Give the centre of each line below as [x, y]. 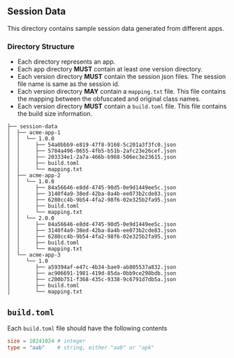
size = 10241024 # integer [46, 341]
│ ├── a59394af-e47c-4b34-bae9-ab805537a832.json [92, 267]
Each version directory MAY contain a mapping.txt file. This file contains [122, 92]
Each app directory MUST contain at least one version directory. [110, 69]
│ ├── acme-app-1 [34, 133]
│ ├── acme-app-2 [34, 176]
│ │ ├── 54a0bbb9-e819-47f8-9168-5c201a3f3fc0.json [92, 145]
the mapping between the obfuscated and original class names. [109, 99]
